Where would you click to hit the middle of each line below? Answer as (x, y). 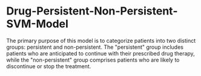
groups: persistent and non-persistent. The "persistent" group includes (95, 47)
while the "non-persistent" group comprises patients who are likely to (93, 60)
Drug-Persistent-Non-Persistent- (92, 11)
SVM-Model (37, 24)
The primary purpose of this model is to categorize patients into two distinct (101, 40)
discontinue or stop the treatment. (49, 66)
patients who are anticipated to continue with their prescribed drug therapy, (100, 53)
